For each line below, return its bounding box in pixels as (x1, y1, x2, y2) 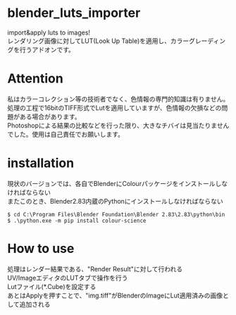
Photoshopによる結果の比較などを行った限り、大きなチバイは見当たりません (7, 121, 230, 130)
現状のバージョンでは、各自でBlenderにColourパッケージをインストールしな (7, 179, 228, 187)
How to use (7, 241, 75, 257)
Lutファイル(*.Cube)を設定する (7, 282, 97, 290)
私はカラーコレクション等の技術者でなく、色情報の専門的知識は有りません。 (7, 94, 230, 103)
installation (7, 155, 75, 171)
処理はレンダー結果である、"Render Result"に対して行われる (7, 264, 183, 273)
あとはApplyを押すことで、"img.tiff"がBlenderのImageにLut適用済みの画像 (7, 291, 223, 299)
